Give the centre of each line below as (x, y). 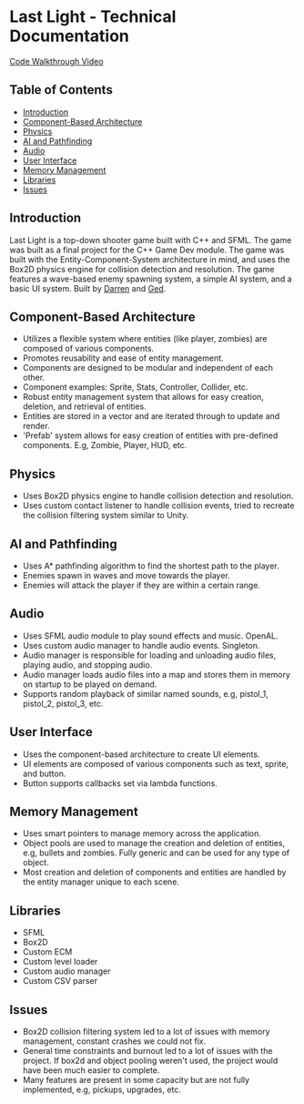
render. (36, 426)
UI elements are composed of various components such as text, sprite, (156, 763)
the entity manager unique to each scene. (101, 882)
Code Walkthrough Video (56, 61)
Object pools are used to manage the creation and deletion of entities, (153, 843)
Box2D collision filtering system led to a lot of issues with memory (146, 1032)
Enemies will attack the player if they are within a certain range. (142, 585)
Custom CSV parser (60, 981)
